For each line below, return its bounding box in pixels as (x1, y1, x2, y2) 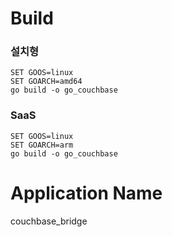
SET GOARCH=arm (10, 140, 74, 150)
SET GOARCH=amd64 (10, 77, 83, 87)
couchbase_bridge (10, 215, 88, 227)
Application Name (10, 182, 163, 204)
